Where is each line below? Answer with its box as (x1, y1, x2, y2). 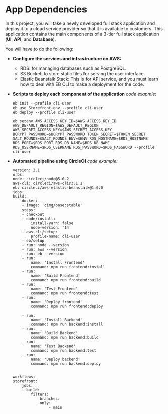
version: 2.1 (12, 167, 40, 173)
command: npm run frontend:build (31, 277, 101, 282)
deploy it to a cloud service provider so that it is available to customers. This (5, 25, 163, 31)
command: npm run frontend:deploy (31, 304, 103, 309)
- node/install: (22, 216, 56, 221)
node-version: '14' (31, 225, 71, 230)
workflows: (12, 374, 36, 379)
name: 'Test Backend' (31, 343, 76, 349)
